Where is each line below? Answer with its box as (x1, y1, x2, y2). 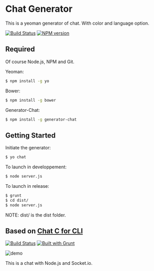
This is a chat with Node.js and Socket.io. (5, 260, 93, 266)
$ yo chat (5, 154, 27, 160)
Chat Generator (5, 3, 73, 15)
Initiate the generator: (5, 145, 51, 151)
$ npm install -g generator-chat (5, 117, 77, 122)
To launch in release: (5, 183, 50, 189)
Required (5, 45, 35, 54)
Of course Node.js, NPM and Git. (5, 59, 74, 65)
